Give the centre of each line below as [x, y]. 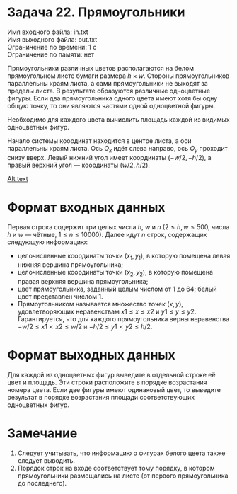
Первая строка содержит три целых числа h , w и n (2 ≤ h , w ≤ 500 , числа [118, 226]
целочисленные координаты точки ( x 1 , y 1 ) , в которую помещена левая [124, 257]
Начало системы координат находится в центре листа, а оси [100, 140]
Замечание [42, 433]
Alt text [18, 178]
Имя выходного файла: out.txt [52, 39]
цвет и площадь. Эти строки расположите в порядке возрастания [107, 382]
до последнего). [42, 483]
